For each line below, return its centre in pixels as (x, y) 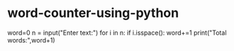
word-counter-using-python (93, 13)
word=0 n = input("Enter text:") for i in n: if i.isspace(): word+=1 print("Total (117, 33)
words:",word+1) (31, 40)
